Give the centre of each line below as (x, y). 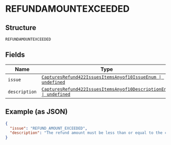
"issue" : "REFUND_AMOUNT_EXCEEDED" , (49, 128)
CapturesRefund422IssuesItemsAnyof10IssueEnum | (102, 77)
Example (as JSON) (36, 112)
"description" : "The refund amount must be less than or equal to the (86, 133)
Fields (15, 55)
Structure (21, 28)
